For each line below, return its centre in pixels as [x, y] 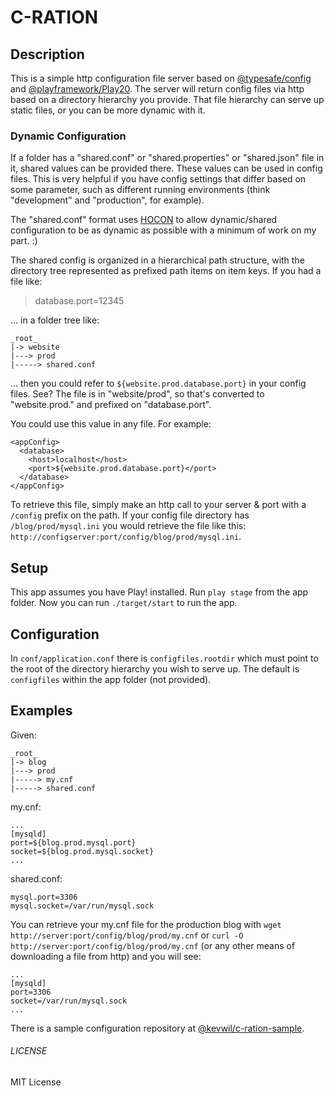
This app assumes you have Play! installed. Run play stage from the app [159, 592]
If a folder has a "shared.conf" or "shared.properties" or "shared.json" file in [167, 158]
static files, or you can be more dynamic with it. [108, 110]
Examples [41, 711]
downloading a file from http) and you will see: [106, 956]
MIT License [36, 1082]
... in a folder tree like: [55, 320]
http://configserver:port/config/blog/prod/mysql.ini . [126, 537]
